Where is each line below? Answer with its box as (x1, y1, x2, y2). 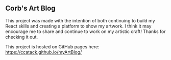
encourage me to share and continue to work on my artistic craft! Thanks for (5, 28, 166, 35)
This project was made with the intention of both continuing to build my (5, 17, 155, 23)
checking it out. (5, 34, 38, 40)
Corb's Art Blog (5, 4, 56, 13)
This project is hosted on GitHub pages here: (5, 43, 100, 50)
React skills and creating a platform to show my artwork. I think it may (5, 23, 152, 29)
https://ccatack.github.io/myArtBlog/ (5, 49, 82, 55)
